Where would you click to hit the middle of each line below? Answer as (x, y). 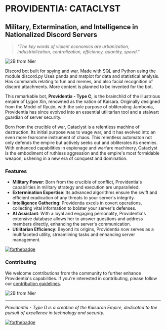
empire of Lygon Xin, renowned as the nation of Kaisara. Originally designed (83, 101)
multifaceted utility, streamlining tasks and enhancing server (74, 235)
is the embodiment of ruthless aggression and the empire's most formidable (82, 153)
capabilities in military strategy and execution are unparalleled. (76, 187)
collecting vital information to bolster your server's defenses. (74, 208)
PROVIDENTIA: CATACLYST (63, 9)
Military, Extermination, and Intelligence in (72, 27)
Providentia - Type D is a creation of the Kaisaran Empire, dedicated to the (81, 307)
